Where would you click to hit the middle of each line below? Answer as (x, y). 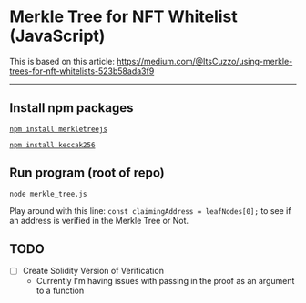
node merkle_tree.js (49, 194)
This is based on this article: (62, 61)
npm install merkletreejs (58, 129)
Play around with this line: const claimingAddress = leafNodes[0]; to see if (150, 210)
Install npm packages (71, 108)
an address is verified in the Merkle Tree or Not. (99, 220)
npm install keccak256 (52, 145)
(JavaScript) (57, 36)
